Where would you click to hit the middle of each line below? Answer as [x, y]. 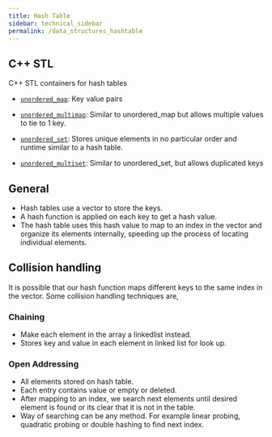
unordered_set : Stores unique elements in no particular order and [128, 139]
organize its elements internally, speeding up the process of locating [134, 234]
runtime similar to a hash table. [71, 147]
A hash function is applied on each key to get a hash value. [118, 216]
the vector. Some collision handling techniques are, [94, 295]
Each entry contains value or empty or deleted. [98, 390]
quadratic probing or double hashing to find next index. [112, 425]
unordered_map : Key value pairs [71, 99]
